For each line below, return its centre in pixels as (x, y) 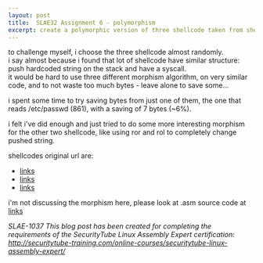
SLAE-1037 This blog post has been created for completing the (110, 226)
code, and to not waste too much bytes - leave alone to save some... (119, 85)
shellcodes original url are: (51, 156)
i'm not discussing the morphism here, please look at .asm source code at (127, 203)
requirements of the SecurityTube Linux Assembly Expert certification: (121, 235)
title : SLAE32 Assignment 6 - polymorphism (82, 23)
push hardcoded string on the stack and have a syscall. (97, 69)
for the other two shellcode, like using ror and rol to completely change (122, 132)
